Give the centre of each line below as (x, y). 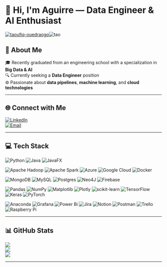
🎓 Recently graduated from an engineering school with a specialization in (81, 62)
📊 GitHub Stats (29, 230)
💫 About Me (24, 50)
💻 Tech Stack (27, 146)
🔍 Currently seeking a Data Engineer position (52, 75)
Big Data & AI (19, 70)
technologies (19, 88)
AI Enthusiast (33, 21)
